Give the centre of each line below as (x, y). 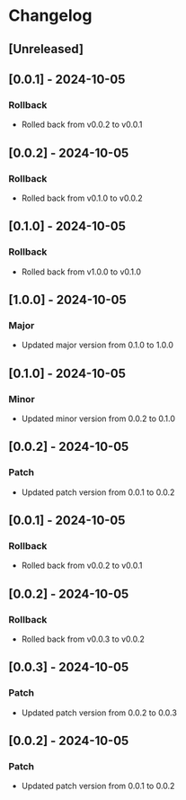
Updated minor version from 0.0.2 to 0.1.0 (98, 418)
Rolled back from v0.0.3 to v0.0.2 (83, 639)
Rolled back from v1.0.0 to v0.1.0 (81, 272)
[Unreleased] (46, 49)
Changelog (50, 16)
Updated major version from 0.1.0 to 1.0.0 (97, 345)
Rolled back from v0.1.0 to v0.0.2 (82, 198)
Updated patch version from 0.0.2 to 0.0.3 (99, 713)
